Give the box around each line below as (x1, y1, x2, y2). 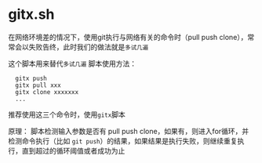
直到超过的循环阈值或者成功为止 (21, 146, 126, 155)
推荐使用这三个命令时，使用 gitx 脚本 (8, 110, 126, 119)
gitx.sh (8, 5, 55, 24)
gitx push (15, 74, 47, 82)
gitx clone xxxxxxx (15, 88, 79, 96)
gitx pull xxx (15, 81, 61, 89)
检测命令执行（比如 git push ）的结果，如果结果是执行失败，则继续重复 (8, 136, 238, 146)
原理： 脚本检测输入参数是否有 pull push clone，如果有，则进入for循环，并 (8, 126, 249, 136)
